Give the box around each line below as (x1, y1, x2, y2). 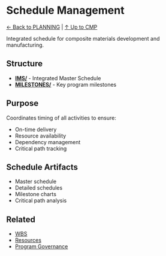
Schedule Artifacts (6, 162, 78, 172)
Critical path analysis (14, 197, 67, 204)
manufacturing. (6, 41, 44, 48)
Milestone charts (14, 191, 57, 198)
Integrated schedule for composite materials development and (6, 35, 160, 42)
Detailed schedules (14, 184, 63, 191)
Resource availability (14, 132, 67, 139)
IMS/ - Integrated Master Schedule (14, 74, 101, 81)
